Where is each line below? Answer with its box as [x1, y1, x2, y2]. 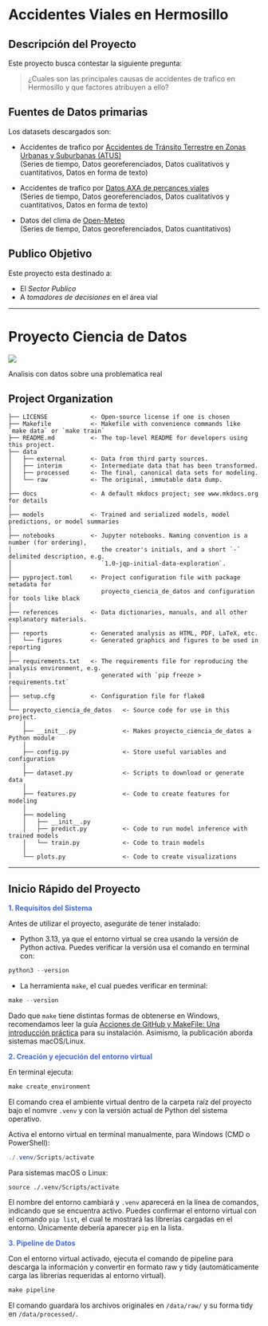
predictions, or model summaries [8, 518, 120, 526]
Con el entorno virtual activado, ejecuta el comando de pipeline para [8, 1253, 234, 1263]
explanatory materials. [8, 616, 88, 624]
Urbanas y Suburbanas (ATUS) [19, 150, 122, 160]
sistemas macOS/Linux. [8, 1036, 86, 1046]
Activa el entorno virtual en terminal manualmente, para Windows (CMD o [8, 1129, 250, 1139]
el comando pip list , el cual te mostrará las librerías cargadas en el [8, 1214, 233, 1224]
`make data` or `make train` [8, 427, 105, 436]
